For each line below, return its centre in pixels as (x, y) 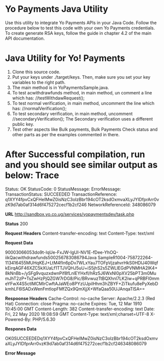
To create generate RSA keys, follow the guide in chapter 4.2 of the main (78, 33)
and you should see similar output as (81, 165)
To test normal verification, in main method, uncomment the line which (83, 103)
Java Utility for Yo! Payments (65, 58)
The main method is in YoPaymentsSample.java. (60, 88)
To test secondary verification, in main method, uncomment (72, 114)
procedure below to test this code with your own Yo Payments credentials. (80, 28)
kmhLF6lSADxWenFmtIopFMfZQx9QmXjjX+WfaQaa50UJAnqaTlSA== (75, 289)
